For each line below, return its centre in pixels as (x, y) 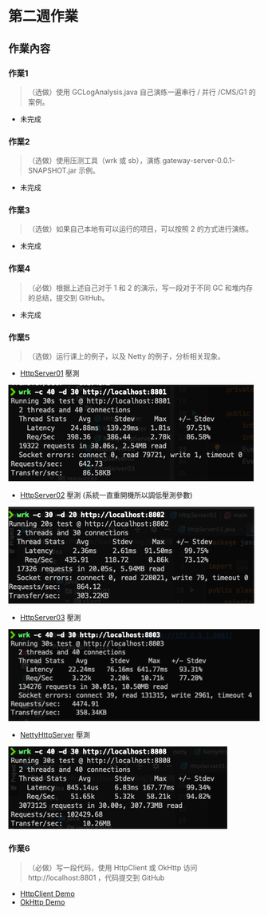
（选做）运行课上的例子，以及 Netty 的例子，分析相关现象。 (126, 356)
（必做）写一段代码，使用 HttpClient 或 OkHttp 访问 (112, 867)
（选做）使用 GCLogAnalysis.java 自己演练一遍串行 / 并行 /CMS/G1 (137, 92)
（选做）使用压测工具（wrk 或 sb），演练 (94, 161)
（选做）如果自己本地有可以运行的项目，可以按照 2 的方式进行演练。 (140, 229)
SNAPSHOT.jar (52, 171)
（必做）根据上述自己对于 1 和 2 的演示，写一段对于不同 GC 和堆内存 (140, 288)
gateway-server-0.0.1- (199, 161)
